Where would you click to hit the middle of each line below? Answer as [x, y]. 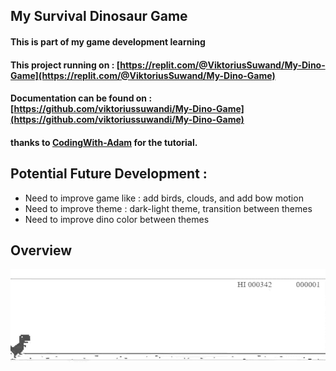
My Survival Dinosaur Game [99, 16]
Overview [41, 250]
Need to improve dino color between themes [117, 219]
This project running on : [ [65, 65]
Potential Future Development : [109, 174]
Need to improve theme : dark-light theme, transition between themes [168, 208]
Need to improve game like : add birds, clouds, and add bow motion [164, 198]
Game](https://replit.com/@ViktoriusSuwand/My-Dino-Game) [143, 75]
